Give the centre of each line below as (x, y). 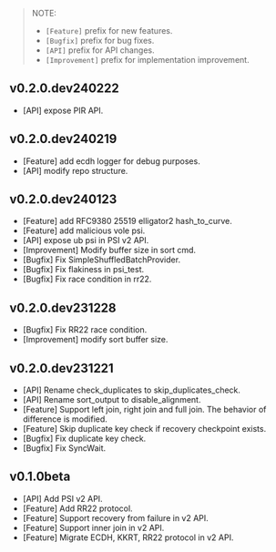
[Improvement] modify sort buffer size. (95, 340)
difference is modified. (65, 419)
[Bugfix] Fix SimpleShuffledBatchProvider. (101, 260)
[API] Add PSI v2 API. (62, 498)
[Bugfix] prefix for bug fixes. (100, 41)
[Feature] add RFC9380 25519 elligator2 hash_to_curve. (127, 221)
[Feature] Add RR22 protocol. (78, 508)
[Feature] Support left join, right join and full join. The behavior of (144, 410)
